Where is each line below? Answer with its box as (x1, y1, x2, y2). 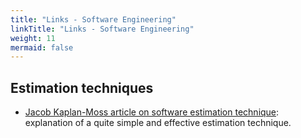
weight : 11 (10, 33, 56, 43)
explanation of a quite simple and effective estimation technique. (24, 117, 292, 129)
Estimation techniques (10, 79, 154, 96)
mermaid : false (10, 42, 74, 53)
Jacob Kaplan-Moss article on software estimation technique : (24, 106, 280, 118)
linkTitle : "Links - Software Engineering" (10, 24, 195, 34)
